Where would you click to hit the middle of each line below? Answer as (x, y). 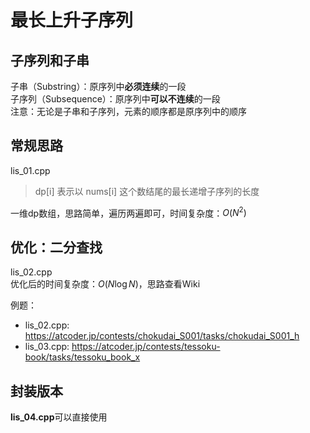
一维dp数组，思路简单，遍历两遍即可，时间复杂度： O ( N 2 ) (128, 212)
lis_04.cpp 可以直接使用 (59, 417)
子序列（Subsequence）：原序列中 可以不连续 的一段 (115, 99)
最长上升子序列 (72, 20)
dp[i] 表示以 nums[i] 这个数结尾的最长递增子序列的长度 (147, 191)
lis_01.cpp (30, 170)
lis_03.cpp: (47, 347)
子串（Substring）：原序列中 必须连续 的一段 (98, 86)
